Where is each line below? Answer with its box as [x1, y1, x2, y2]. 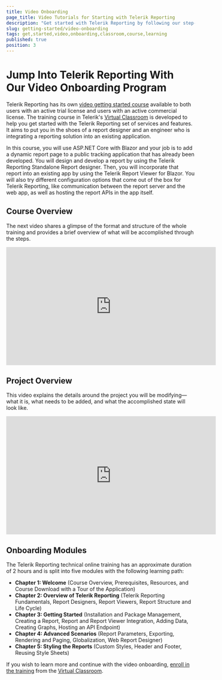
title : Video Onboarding [6, 8, 68, 15]
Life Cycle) [14, 604, 42, 612]
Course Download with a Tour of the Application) [14, 586, 136, 593]
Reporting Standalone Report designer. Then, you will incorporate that [6, 163, 179, 170]
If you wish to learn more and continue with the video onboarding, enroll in [6, 661, 190, 668]
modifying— [156, 391, 187, 399]
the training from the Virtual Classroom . [6, 667, 104, 675]
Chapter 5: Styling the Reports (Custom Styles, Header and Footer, [14, 643, 182, 650]
